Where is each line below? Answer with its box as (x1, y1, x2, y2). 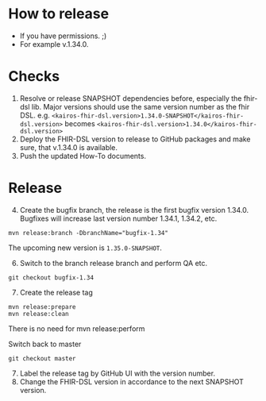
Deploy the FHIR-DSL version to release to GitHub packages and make (19, 134, 252, 144)
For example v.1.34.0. (19, 39, 89, 48)
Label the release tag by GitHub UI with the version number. (19, 368, 216, 378)
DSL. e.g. (19, 110, 50, 120)
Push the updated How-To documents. (19, 151, 147, 160)
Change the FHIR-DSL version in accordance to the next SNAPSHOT (19, 376, 245, 386)
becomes (64, 118, 95, 128)
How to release (8, 5, 110, 23)
